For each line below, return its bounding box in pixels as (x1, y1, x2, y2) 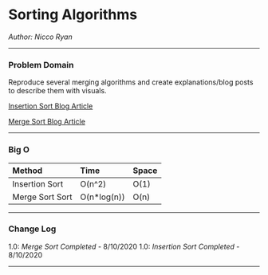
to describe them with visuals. (8, 86, 107, 96)
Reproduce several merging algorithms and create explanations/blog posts (8, 77, 254, 87)
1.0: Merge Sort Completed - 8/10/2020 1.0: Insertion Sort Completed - (8, 242, 240, 251)
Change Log (8, 223, 57, 234)
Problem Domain (8, 59, 74, 70)
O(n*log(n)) (80, 191, 125, 202)
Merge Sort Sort (12, 191, 73, 202)
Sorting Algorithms (8, 6, 138, 24)
